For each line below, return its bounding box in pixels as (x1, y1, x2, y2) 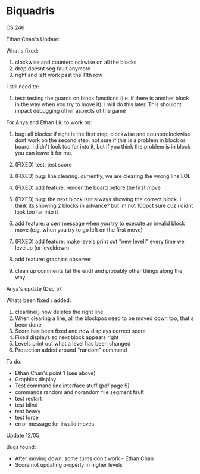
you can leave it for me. (14, 149, 73, 156)
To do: (6, 358, 22, 365)
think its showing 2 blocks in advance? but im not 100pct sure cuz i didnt (14, 202, 193, 209)
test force (14, 414, 39, 421)
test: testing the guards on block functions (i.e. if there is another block (14, 94, 189, 101)
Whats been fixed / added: (6, 297, 71, 304)
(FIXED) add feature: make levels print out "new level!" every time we (14, 238, 185, 245)
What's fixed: (6, 47, 39, 54)
